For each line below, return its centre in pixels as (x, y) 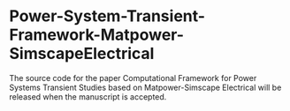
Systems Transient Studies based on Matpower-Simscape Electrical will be (145, 87)
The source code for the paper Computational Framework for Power (133, 78)
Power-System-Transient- (107, 16)
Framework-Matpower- (96, 35)
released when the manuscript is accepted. (88, 96)
